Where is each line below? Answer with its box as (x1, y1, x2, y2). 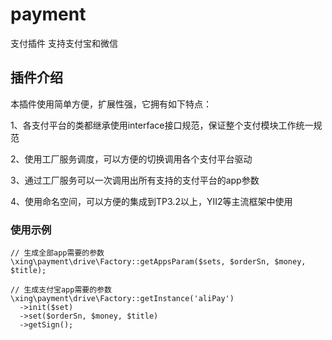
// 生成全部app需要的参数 (10, 248, 105, 258)
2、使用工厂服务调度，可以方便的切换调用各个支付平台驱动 (10, 153, 253, 165)
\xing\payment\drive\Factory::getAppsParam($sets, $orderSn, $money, (10, 257, 307, 267)
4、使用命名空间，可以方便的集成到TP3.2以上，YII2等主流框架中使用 (10, 195, 293, 207)
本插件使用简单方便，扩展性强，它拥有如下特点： (10, 98, 212, 110)
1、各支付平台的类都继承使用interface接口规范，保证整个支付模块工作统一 (10, 119, 314, 131)
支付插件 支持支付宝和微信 (10, 37, 118, 49)
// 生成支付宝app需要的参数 (10, 285, 112, 295)
